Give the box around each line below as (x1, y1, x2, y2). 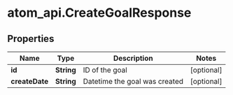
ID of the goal (83, 65, 127, 75)
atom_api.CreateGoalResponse (7, 5, 192, 21)
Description (113, 54, 153, 63)
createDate (10, 77, 49, 86)
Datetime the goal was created (83, 77, 184, 86)
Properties (7, 33, 55, 45)
